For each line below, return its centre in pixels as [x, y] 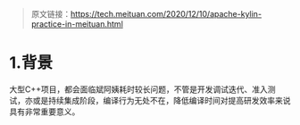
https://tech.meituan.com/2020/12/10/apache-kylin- [166, 14]
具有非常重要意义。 [45, 112]
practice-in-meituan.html [77, 24]
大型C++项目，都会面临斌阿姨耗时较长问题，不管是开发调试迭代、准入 [138, 89]
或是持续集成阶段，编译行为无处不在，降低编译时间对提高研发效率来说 [162, 100]
